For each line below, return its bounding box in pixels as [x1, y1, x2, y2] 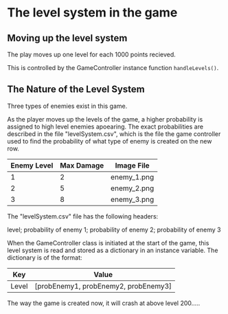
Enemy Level [10, 160, 54, 170]
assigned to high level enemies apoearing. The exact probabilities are [7, 122, 204, 131]
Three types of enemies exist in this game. [7, 102, 128, 110]
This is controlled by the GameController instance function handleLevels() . [7, 64, 219, 71]
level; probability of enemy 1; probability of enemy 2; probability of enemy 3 [7, 225, 221, 234]
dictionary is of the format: [7, 253, 82, 262]
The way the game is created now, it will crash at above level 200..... [7, 299, 201, 307]
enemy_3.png [111, 194, 155, 204]
